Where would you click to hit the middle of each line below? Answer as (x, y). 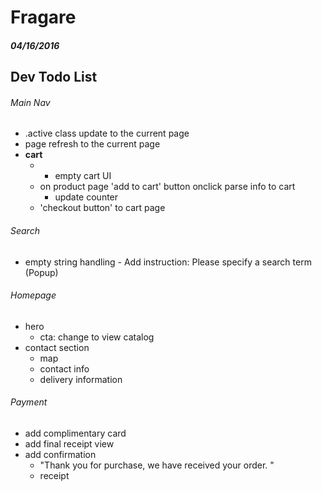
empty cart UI (83, 176)
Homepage (33, 295)
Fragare (43, 17)
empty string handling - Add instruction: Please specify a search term (168, 262)
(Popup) (41, 272)
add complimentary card (75, 433)
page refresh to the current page (92, 144)
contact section (57, 347)
